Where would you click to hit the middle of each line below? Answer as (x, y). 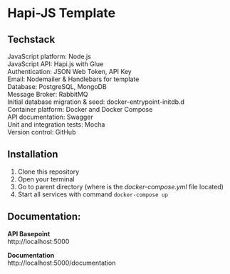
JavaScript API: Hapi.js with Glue (56, 64)
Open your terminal (46, 179)
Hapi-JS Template (62, 13)
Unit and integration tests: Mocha (56, 125)
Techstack (31, 39)
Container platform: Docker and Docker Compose (80, 109)
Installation (33, 154)
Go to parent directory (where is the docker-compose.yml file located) (121, 186)
